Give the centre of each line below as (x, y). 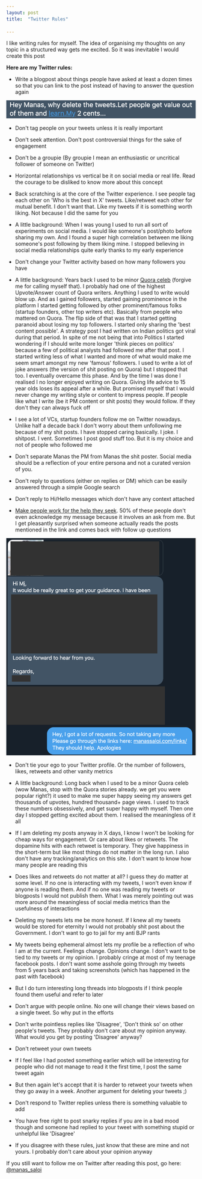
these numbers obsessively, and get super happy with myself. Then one (104, 809)
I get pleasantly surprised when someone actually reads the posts (96, 524)
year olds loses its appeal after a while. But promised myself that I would (105, 388)
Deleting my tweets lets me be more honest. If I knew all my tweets (98, 920)
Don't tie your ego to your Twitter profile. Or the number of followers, (100, 765)
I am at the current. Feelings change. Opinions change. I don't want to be (105, 951)
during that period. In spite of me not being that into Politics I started (99, 337)
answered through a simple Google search (67, 488)
